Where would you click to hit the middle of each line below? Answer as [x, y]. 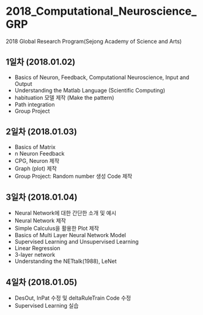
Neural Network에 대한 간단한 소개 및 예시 [65, 213]
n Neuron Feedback [39, 153]
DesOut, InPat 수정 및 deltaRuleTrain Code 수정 [73, 298]
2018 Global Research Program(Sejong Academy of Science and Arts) [94, 41]
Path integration [35, 104]
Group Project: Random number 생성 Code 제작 [73, 176]
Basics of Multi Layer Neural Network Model [70, 235]
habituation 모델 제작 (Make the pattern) [64, 97]
